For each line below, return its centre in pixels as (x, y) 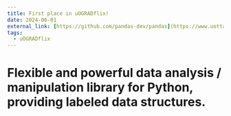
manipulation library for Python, (100, 88)
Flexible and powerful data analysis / (114, 73)
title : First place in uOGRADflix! (58, 13)
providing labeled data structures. (107, 102)
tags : (15, 33)
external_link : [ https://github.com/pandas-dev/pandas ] (89, 26)
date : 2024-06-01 (32, 20)
